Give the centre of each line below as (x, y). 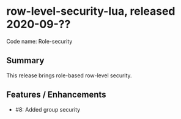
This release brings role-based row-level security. (69, 75)
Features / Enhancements (56, 95)
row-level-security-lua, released (91, 11)
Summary (25, 60)
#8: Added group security (48, 109)
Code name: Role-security (39, 41)
